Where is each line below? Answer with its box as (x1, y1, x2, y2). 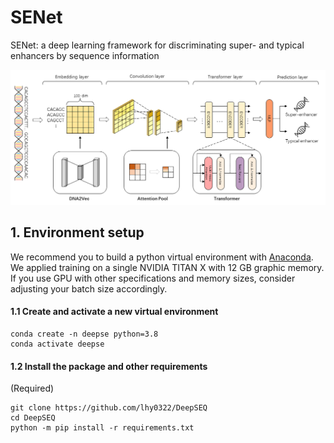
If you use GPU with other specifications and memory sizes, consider (10, 272, 296, 284)
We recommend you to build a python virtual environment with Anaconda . (10, 251, 314, 263)
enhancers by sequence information (10, 49, 160, 61)
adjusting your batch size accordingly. (10, 282, 168, 295)
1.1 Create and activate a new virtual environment (10, 306, 219, 318)
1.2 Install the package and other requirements (10, 360, 208, 372)
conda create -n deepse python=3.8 (10, 329, 159, 340)
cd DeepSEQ (10, 413, 56, 423)
